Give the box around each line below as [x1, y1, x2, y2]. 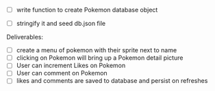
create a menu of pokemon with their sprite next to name [16, 46, 177, 54]
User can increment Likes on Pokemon [16, 61, 126, 70]
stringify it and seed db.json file [16, 20, 106, 28]
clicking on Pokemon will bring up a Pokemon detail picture [16, 54, 184, 62]
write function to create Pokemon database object [16, 6, 158, 14]
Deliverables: [6, 33, 44, 41]
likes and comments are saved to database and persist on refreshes [16, 77, 208, 85]
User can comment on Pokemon [16, 69, 107, 77]
